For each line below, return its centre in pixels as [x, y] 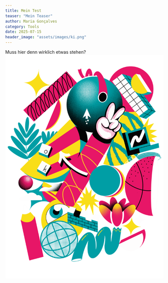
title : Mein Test [23, 11]
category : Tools [22, 27]
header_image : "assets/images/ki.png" [46, 37]
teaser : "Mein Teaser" [29, 16]
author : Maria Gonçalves [31, 21]
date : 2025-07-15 [23, 32]
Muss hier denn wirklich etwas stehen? [46, 52]
